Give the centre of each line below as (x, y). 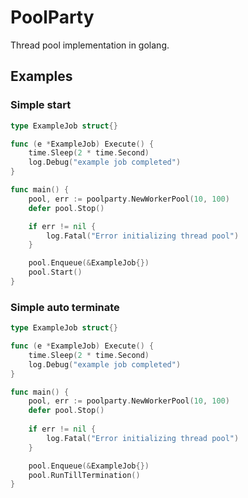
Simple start (41, 105)
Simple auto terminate (65, 307)
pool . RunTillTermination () (84, 475)
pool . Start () (55, 272)
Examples (41, 76)
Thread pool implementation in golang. (90, 45)
